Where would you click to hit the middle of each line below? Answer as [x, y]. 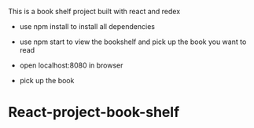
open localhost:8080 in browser [71, 65]
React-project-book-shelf [94, 112]
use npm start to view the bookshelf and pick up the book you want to [133, 42]
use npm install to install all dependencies [87, 26]
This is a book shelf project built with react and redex [94, 11]
